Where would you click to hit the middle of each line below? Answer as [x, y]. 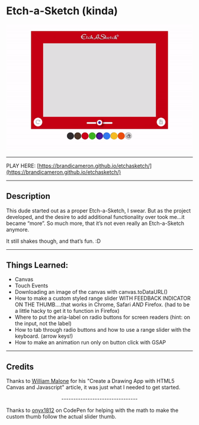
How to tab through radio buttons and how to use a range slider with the [102, 330]
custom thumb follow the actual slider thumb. [61, 417]
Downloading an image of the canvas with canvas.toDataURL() [91, 292]
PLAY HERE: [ [23, 166]
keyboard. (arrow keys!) [44, 336]
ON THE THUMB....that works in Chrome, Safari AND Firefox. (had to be [102, 305]
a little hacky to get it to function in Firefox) [67, 311]
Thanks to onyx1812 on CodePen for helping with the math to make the [92, 410]
